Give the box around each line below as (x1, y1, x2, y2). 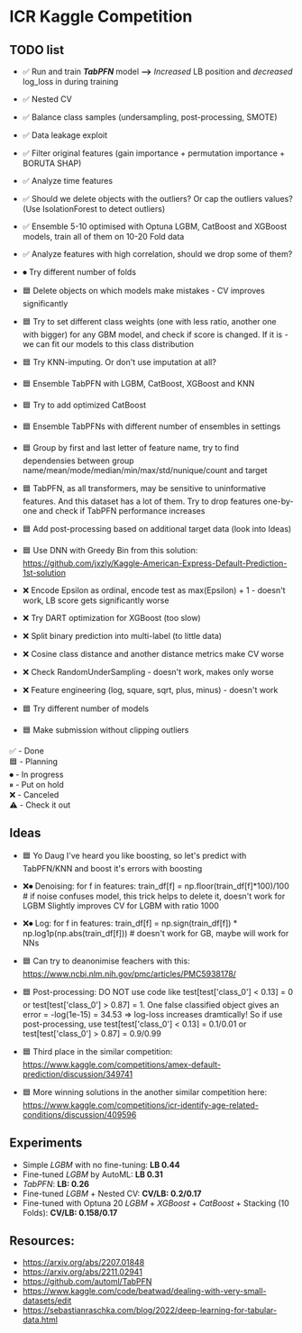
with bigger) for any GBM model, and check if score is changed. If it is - (22, 329, 288, 340)
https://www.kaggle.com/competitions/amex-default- (22, 1059, 222, 1070)
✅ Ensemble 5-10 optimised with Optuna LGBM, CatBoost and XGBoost (22, 221, 288, 232)
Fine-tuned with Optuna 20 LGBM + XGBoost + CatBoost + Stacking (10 (22, 1197, 290, 1209)
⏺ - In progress (9, 769, 64, 780)
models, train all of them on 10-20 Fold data (22, 232, 185, 242)
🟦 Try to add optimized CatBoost (22, 399, 147, 410)
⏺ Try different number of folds (22, 267, 137, 277)
